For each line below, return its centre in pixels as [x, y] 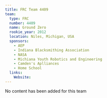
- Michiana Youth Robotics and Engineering [58, 59]
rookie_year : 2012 [28, 32]
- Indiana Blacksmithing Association [52, 50]
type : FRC [19, 18]
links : [16, 73]
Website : [22, 77]
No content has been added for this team [46, 91]
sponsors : [19, 41]
